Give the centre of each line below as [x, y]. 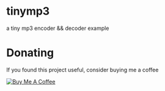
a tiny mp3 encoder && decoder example [58, 28]
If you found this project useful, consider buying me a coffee [82, 70]
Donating [30, 53]
